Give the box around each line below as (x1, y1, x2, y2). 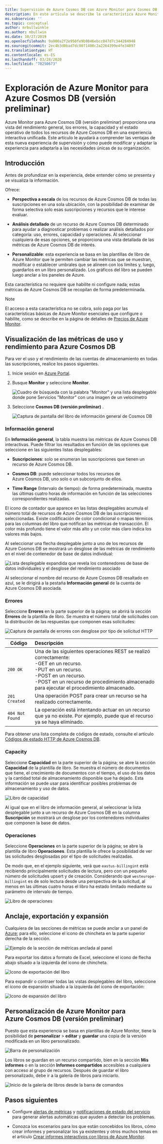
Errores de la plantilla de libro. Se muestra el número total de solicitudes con (5, 614, 158, 619)
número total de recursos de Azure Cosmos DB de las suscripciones (5, 510, 142, 516)
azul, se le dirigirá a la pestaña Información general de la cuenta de (5, 580, 141, 586)
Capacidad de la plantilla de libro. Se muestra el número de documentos (5, 765, 150, 770)
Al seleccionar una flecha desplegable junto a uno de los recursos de (5, 540, 143, 546)
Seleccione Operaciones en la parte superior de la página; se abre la (5, 843, 143, 849)
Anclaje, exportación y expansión (5, 912, 109, 920)
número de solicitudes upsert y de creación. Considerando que (5, 873, 131, 879)
